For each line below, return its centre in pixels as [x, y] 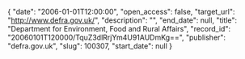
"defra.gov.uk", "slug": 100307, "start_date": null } [90, 46]
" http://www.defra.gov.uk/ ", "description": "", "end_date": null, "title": [122, 20]
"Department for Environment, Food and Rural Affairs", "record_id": [119, 29]
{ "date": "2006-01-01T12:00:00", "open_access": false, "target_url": [121, 12]
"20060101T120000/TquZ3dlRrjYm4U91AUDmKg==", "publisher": [117, 37]
